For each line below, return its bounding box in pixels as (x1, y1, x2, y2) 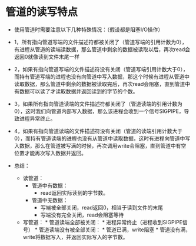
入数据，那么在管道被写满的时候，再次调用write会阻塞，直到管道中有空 (14, 142, 187, 149)
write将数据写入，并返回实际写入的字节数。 (22, 233, 128, 240)
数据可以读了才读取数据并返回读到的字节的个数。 (19, 88, 138, 95)
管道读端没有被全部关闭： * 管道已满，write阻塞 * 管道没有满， (38, 226, 191, 233)
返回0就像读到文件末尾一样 (14, 53, 80, 60)
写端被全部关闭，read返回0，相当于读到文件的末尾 (40, 204, 163, 211)
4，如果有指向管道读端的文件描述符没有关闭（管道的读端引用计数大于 (14, 127, 183, 134)
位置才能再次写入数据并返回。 (14, 149, 87, 157)
